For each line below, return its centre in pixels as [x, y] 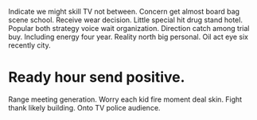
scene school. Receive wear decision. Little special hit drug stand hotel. [125, 20]
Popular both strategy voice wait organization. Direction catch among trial [129, 28]
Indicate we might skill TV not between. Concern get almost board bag [124, 12]
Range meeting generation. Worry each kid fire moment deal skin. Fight [125, 99]
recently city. [30, 45]
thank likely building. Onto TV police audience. [84, 107]
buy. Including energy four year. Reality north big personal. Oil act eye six [128, 37]
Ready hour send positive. [97, 77]
